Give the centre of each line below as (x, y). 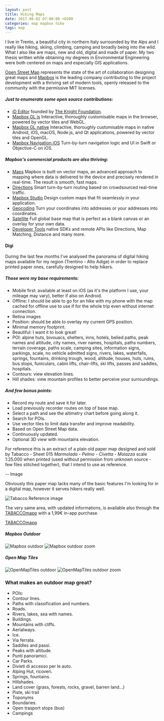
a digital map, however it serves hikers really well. (55, 489)
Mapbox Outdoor (23, 534)
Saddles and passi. (31, 645)
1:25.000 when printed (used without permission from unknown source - (78, 459)
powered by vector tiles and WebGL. (49, 122)
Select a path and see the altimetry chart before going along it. (75, 414)
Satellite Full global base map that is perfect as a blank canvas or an (81, 219)
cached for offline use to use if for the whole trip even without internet (83, 306)
